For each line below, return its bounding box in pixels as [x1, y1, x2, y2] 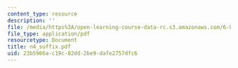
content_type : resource [7, 10, 78, 18]
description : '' [7, 17, 55, 24]
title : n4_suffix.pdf [7, 43, 72, 50]
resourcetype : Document [7, 37, 78, 44]
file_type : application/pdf [7, 30, 91, 38]
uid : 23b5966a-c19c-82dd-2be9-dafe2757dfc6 [7, 50, 138, 57]
